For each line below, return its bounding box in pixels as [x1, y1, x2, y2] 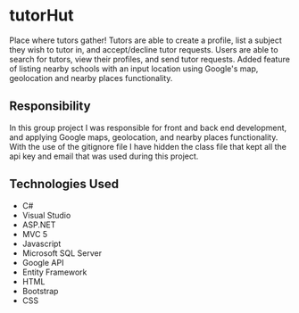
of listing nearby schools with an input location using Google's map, [9, 63, 259, 74]
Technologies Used [9, 177, 119, 192]
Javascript [21, 238, 62, 249]
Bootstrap [21, 285, 59, 296]
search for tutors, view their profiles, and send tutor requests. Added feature [9, 54, 290, 64]
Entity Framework [21, 267, 87, 277]
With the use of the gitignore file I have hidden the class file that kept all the [9, 141, 287, 152]
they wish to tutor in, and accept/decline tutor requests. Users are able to [9, 44, 278, 54]
